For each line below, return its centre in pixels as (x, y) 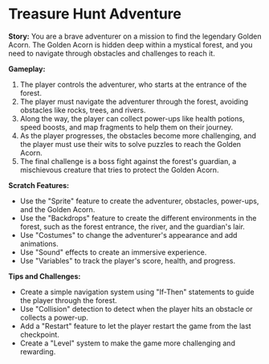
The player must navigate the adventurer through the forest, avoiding (134, 101)
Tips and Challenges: (45, 276)
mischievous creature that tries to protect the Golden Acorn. (119, 170)
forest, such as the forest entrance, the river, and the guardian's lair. (132, 227)
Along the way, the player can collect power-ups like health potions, (132, 118)
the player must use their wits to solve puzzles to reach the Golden (130, 144)
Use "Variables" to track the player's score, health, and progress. (127, 260)
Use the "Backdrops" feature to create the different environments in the (138, 218)
